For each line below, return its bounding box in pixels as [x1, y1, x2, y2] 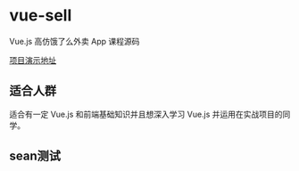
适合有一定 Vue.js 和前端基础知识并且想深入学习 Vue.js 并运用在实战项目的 [9, 109, 283, 119]
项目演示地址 [9, 54, 56, 65]
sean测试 [9, 149, 61, 164]
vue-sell [9, 5, 72, 26]
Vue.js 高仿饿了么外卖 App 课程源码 [9, 36, 140, 46]
